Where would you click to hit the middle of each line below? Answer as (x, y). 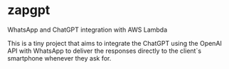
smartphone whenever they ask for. (59, 58)
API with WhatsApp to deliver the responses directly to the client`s (104, 51)
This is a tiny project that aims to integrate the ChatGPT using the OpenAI (115, 43)
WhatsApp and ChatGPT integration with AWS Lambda (87, 30)
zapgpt (29, 10)
